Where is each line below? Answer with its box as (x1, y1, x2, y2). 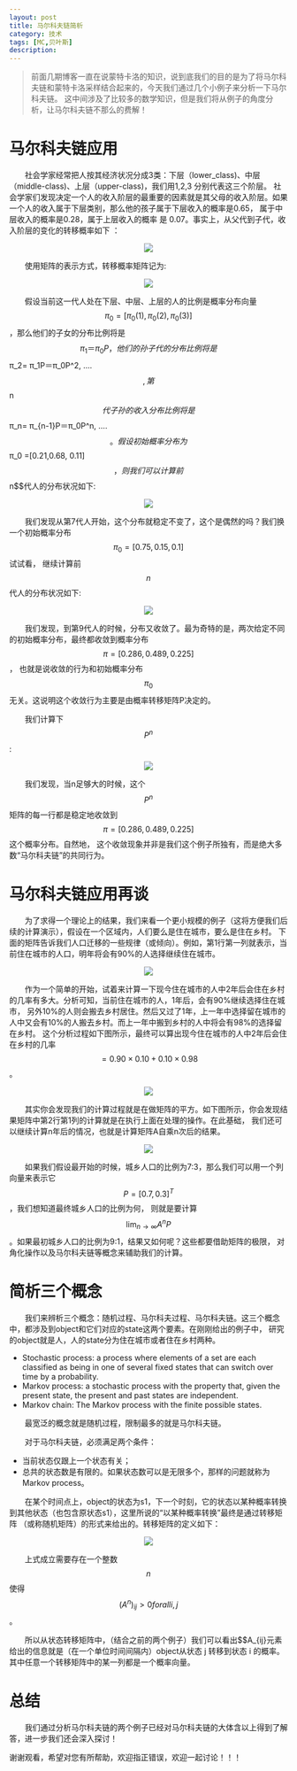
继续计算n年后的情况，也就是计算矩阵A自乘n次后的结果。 (16, 1125, 225, 1136)
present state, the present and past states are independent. (21, 1389, 239, 1400)
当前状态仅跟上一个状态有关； (21, 1455, 131, 1466)
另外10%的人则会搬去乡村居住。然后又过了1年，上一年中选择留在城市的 (26, 1006, 286, 1017)
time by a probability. (21, 1371, 99, 1381)
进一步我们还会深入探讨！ (24, 1733, 118, 1744)
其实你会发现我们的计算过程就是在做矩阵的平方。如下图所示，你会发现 (24, 1103, 280, 1114)
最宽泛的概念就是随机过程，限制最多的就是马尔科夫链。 (24, 1418, 226, 1428)
